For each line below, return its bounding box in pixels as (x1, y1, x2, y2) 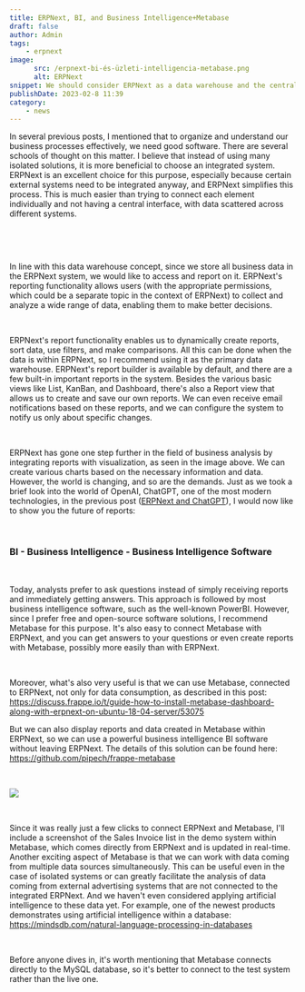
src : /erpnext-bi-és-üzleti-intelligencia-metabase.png (33, 64, 250, 74)
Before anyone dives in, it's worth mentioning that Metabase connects (9, 954, 272, 965)
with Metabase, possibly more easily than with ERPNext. (9, 641, 220, 652)
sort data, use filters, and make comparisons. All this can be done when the (9, 344, 292, 355)
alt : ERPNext (33, 73, 84, 82)
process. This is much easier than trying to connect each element (9, 189, 255, 200)
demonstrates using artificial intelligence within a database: (9, 909, 231, 920)
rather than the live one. (9, 973, 99, 984)
